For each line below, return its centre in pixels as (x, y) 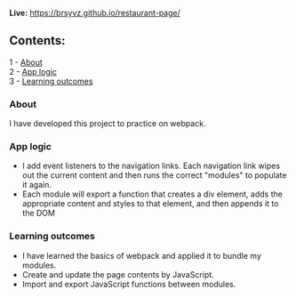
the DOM (39, 213)
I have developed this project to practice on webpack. (108, 124)
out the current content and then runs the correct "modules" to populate (154, 175)
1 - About (26, 62)
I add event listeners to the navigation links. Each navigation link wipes (151, 166)
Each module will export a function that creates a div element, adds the (152, 194)
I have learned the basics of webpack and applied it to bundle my (142, 255)
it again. (36, 185)
